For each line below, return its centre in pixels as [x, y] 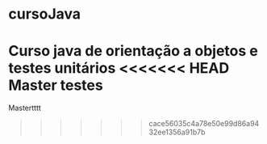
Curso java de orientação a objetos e [133, 51]
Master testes [56, 85]
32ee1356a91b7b [177, 132]
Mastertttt [25, 108]
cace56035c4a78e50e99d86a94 [204, 124]
